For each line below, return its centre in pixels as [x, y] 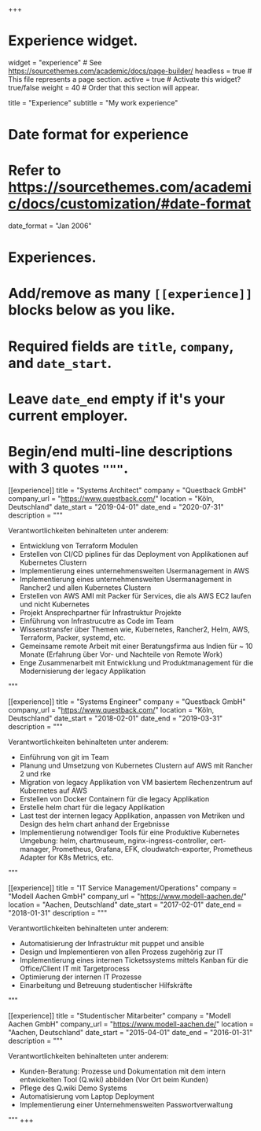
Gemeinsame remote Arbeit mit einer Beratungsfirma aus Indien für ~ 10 [136, 646]
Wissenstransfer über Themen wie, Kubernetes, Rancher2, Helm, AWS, [134, 629]
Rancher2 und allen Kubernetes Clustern [85, 588]
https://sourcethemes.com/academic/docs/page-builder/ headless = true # [130, 71]
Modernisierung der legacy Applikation [83, 671]
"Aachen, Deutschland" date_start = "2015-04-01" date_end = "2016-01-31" [130, 1032]
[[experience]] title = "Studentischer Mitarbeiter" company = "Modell [120, 1015]
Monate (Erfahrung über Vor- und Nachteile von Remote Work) [121, 654]
